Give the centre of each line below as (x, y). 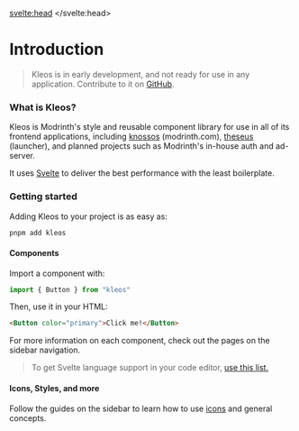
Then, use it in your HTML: (59, 307)
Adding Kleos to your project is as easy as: (89, 216)
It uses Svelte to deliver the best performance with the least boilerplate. (142, 173)
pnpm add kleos (38, 233)
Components (34, 253)
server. (23, 156)
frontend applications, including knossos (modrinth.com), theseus (131, 137)
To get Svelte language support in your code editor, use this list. (149, 368)
